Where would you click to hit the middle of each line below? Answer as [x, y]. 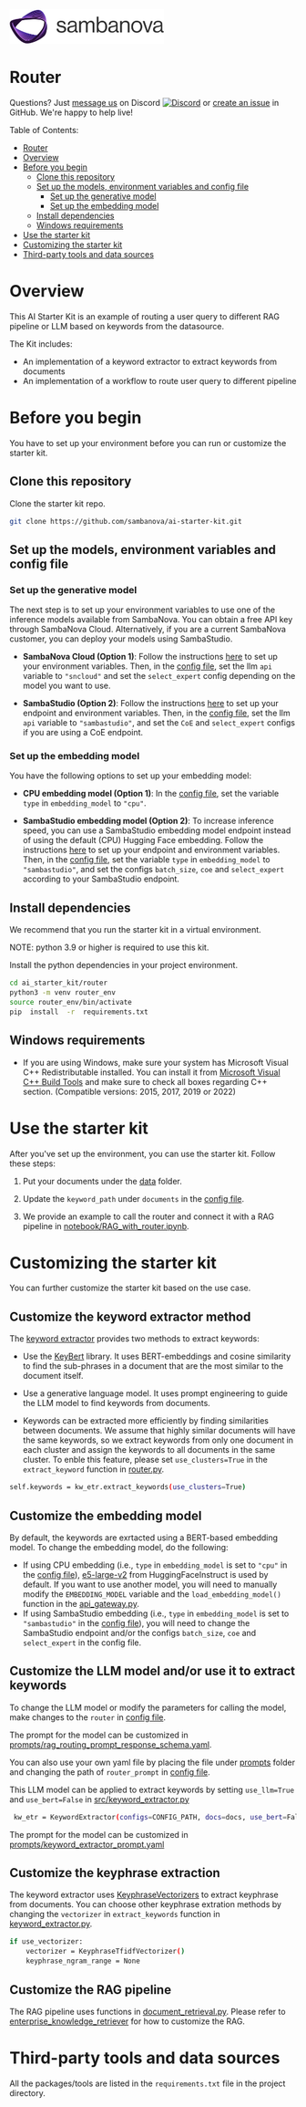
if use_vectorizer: [46, 1942]
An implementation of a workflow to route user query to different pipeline [160, 381]
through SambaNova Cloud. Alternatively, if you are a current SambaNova [148, 630]
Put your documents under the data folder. [102, 1181]
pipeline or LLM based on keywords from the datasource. [117, 326]
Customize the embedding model [106, 1515]
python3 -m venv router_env [63, 993]
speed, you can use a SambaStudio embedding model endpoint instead [157, 830]
